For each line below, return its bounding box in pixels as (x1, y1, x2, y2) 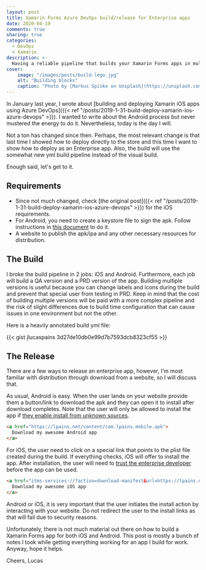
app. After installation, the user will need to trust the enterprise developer (6, 459, 191, 467)
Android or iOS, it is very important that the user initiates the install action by (6, 500, 199, 507)
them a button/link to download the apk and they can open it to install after (6, 399, 194, 406)
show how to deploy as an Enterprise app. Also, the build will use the (6, 145, 180, 152)
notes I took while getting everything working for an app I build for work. (6, 538, 189, 545)
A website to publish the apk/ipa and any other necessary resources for (15, 230, 197, 237)
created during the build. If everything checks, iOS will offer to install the (6, 453, 189, 461)
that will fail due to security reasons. (6, 513, 98, 521)
